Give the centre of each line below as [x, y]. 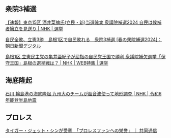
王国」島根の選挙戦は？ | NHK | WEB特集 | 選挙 [59, 63]
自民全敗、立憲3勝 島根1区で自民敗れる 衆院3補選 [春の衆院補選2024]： [83, 39]
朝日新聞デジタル [23, 46]
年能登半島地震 [21, 100]
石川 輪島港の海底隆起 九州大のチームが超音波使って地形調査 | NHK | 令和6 [83, 93]
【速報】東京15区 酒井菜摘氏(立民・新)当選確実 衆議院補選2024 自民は [79, 22]
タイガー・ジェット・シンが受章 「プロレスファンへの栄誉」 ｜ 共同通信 [81, 130]
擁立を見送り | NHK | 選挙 [36, 28]
